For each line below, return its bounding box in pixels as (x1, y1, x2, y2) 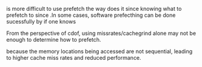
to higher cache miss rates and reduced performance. (6, 54, 141, 61)
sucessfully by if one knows (6, 18, 76, 25)
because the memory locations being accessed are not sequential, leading (6, 48, 193, 55)
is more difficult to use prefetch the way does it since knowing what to (6, 5, 182, 12)
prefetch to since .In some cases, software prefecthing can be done (6, 11, 176, 19)
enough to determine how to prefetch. (6, 36, 101, 43)
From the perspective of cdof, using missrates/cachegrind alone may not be (6, 30, 196, 37)
